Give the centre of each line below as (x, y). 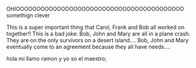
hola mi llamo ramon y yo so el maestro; (57, 59)
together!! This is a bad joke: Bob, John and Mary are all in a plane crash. (99, 34)
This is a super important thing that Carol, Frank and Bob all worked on (96, 27)
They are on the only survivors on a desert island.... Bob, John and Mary (97, 40)
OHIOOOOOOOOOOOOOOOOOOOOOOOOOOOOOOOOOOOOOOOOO (95, 9)
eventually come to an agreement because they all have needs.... (88, 47)
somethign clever (28, 15)
